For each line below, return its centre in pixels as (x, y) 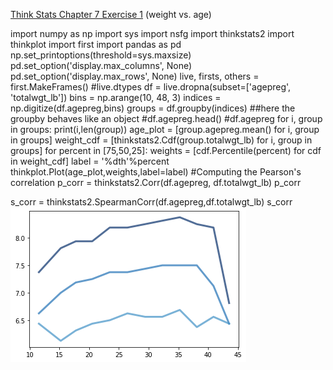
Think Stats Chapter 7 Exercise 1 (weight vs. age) (111, 14)
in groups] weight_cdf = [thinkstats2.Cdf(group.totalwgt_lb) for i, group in (161, 140)
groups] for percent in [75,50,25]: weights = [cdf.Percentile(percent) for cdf (166, 150)
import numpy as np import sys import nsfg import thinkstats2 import (152, 33)
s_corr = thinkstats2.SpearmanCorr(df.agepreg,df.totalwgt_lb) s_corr (151, 202)
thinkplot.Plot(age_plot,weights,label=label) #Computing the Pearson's (156, 172)
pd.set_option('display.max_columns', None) (101, 65)
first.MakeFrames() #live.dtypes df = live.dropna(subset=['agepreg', (151, 87)
